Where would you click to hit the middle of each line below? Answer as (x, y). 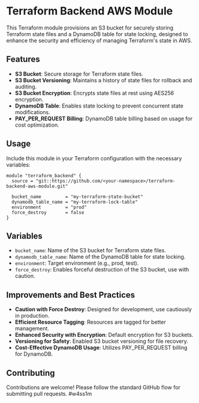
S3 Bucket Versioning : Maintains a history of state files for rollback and (103, 80)
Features (23, 59)
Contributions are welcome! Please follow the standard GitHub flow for (94, 387)
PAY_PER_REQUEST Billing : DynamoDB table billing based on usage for (104, 118)
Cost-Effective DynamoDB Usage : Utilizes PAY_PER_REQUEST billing (101, 348)
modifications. (33, 112)
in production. (32, 316)
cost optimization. (37, 125)
